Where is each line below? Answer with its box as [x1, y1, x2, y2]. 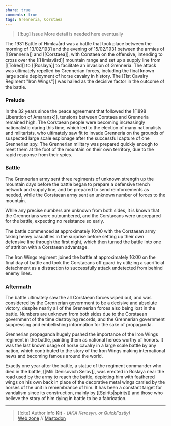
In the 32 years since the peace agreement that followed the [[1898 [5, 108, 147, 115]
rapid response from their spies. [5, 151, 73, 158]
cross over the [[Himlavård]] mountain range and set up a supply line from [5, 57, 161, 63]
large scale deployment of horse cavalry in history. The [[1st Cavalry [5, 73, 149, 79]
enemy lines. [5, 270, 32, 276]
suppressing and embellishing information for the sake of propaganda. [5, 322, 153, 328]
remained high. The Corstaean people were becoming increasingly [5, 119, 145, 125]
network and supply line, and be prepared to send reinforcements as [5, 186, 149, 192]
